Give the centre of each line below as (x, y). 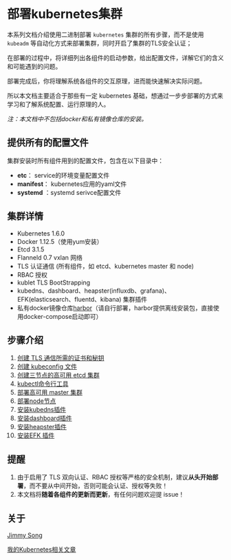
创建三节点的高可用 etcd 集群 (58, 375)
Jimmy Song (25, 535)
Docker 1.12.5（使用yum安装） (60, 241)
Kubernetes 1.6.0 (41, 233)
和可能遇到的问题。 (34, 66)
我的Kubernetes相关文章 (42, 549)
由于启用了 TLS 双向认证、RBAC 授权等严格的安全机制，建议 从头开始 (115, 477)
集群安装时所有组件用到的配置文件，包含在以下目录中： (85, 160)
